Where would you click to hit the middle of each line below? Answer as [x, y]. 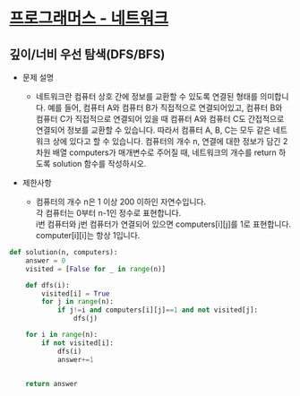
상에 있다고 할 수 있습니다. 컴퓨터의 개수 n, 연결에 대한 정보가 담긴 [167, 141]
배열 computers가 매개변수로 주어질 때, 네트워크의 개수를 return [165, 152]
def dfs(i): [47, 285]
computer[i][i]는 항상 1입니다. [88, 235]
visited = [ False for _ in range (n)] [96, 269]
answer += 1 [75, 359]
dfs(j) [86, 319]
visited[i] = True [76, 293]
